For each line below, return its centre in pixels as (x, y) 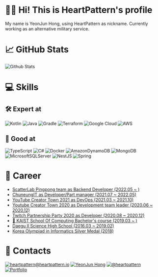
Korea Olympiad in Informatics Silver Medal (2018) (63, 231)
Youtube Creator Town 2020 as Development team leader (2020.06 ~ (82, 205)
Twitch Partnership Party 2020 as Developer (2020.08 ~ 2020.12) (78, 215)
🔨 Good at (20, 139)
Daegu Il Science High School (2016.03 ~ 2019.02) (63, 226)
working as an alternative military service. (47, 28)
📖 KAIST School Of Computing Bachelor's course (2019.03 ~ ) (75, 221)
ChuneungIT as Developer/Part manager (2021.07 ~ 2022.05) (74, 194)
